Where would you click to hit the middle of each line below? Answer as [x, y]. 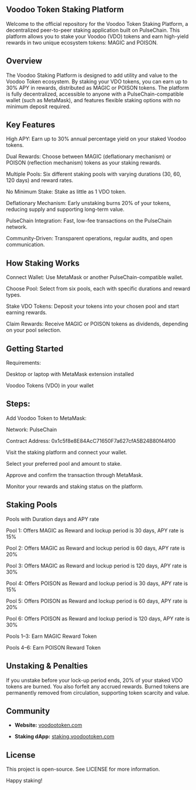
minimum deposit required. [39, 106]
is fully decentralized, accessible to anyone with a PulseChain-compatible [95, 94]
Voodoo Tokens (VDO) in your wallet [50, 386]
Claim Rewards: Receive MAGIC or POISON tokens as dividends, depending [97, 324]
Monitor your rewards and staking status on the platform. [75, 486]
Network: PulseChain [32, 429]
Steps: [18, 404]
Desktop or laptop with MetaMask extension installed [70, 374]
